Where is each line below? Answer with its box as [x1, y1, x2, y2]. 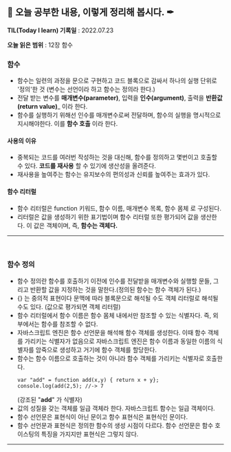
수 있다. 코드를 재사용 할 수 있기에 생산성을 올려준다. [16, 162, 157, 170]
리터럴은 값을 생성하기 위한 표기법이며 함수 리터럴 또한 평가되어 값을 [16, 213, 199, 221]
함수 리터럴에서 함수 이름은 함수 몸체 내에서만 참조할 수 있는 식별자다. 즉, [16, 311, 212, 319]
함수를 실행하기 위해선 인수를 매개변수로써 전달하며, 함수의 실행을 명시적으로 [16, 111, 221, 119]
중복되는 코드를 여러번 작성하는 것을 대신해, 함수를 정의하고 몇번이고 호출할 [16, 153, 218, 162]
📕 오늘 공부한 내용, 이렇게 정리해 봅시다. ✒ [7, 6, 175, 19]
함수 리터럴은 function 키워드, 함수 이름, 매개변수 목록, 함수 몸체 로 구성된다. [16, 204, 222, 212]
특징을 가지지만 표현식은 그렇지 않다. [41, 429, 139, 438]
